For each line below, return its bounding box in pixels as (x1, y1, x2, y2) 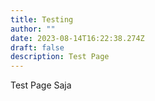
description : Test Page (10, 52, 110, 62)
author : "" (10, 24, 56, 34)
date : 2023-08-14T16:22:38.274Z (10, 33, 145, 43)
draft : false (10, 42, 65, 53)
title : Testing (10, 14, 74, 25)
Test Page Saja (10, 79, 72, 91)
